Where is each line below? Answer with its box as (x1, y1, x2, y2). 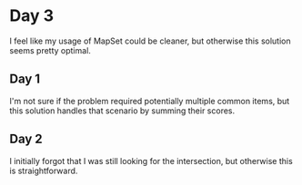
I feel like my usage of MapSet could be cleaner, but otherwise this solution (9, 35, 291, 46)
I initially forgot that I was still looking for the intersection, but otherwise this (9, 155, 293, 166)
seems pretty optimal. (9, 44, 91, 55)
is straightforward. (9, 165, 78, 176)
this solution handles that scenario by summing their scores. (9, 105, 236, 116)
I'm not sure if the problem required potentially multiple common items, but (9, 95, 290, 106)
